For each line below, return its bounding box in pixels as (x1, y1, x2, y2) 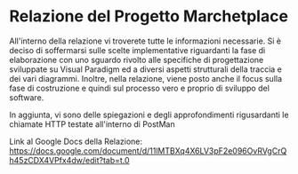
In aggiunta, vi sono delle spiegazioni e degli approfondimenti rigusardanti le (9, 109, 289, 120)
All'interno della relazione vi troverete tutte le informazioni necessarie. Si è (9, 36, 282, 46)
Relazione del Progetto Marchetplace (9, 6, 289, 27)
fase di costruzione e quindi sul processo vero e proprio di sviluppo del (9, 83, 270, 93)
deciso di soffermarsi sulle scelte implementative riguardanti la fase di (9, 44, 266, 55)
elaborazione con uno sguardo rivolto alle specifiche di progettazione (9, 54, 264, 65)
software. (9, 91, 44, 103)
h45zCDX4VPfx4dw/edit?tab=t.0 (9, 154, 131, 165)
